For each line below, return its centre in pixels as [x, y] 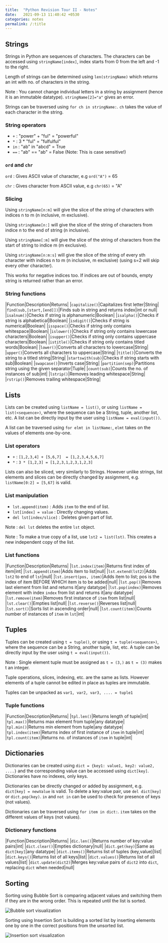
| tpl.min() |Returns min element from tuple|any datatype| [64, 727]
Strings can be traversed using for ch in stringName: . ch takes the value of [83, 107]
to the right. [17, 67]
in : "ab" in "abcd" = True [39, 147]
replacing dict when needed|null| [40, 868]
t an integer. [18, 667]
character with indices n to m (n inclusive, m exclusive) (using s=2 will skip [82, 260]
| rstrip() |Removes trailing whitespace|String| [53, 379]
